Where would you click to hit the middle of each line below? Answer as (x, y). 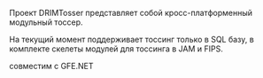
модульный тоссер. (46, 22)
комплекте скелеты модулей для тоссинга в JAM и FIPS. (116, 49)
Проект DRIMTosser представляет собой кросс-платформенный (131, 13)
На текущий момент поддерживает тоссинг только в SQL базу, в (131, 39)
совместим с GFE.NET (52, 66)
